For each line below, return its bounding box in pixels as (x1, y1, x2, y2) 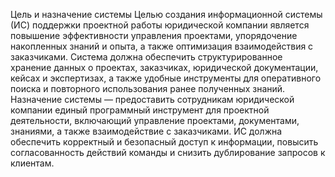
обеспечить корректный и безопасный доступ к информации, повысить (10, 136, 319, 148)
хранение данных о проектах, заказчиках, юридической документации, (10, 62, 319, 73)
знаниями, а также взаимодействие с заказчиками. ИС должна (10, 125, 283, 137)
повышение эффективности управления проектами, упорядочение (10, 30, 298, 41)
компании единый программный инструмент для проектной (10, 104, 270, 116)
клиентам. (10, 157, 55, 169)
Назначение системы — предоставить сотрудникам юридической (10, 94, 295, 105)
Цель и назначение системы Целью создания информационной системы (10, 9, 323, 20)
